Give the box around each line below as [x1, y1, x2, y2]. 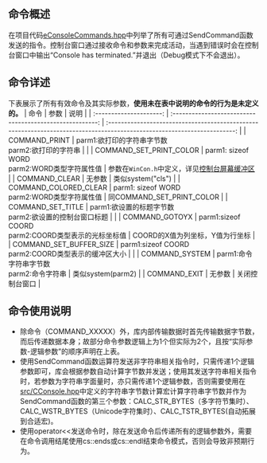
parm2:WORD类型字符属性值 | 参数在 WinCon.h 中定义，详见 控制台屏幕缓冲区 [8, 163, 256, 173]
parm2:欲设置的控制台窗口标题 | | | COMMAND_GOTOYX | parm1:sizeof [8, 212, 241, 222]
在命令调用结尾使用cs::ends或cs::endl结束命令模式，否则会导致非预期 [19, 437, 248, 446]
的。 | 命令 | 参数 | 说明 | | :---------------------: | [8, 108, 169, 118]
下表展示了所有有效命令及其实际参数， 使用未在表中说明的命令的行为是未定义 [8, 98, 259, 108]
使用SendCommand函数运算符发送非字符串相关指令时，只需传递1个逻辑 [19, 357, 255, 367]
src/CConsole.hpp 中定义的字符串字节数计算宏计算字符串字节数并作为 [19, 386, 247, 396]
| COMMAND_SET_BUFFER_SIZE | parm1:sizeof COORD [8, 239, 190, 249]
